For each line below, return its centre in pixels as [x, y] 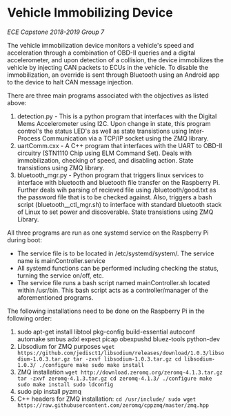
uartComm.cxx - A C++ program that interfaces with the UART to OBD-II [120, 145]
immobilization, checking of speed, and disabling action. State [106, 160]
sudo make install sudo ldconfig [65, 385]
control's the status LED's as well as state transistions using [102, 131]
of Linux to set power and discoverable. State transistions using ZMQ [115, 212]
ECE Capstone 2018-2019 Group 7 [56, 32]
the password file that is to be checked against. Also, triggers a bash [114, 197]
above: [17, 102]
